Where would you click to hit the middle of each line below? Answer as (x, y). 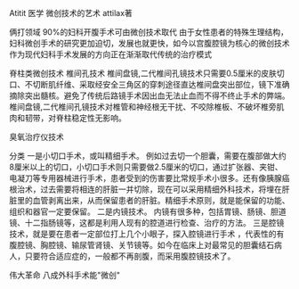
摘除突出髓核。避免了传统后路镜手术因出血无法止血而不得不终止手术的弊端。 (149, 95)
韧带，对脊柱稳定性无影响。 (75, 118)
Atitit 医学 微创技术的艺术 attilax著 (71, 13)
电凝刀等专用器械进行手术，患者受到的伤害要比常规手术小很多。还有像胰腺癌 (149, 178)
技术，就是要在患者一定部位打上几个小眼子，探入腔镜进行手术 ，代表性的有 (147, 234)
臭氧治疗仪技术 (36, 137)
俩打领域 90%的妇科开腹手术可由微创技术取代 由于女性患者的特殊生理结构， (149, 32)
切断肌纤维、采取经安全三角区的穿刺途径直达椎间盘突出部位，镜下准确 (161, 84)
